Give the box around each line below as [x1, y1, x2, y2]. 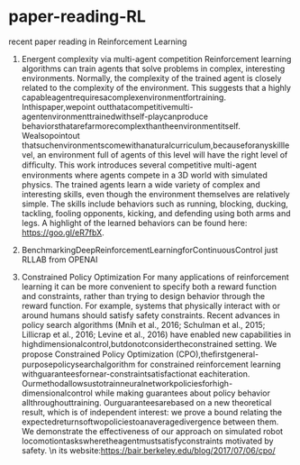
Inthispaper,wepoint [21, 101, 95, 112]
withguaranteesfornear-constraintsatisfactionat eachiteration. [21, 368, 250, 379]
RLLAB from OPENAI [21, 254, 98, 265]
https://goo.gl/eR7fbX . [21, 227, 105, 238]
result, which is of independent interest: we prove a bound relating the [21, 406, 283, 417]
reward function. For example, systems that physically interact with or [21, 300, 281, 311]
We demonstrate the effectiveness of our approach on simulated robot [21, 425, 284, 436]
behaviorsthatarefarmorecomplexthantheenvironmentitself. [21, 120, 241, 132]
